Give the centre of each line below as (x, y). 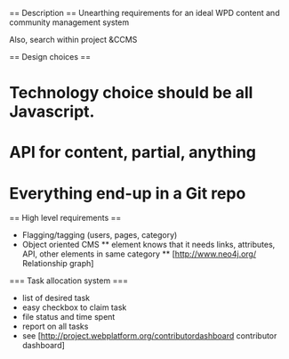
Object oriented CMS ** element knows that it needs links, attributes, (149, 245)
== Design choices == (50, 57)
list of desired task (56, 298)
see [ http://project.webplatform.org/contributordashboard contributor (149, 336)
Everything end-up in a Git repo (128, 193)
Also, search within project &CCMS (73, 40)
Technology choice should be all (131, 93)
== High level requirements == (65, 218)
